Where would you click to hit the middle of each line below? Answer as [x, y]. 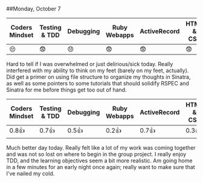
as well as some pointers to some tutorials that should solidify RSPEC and [98, 83]
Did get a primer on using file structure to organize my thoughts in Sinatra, [98, 77]
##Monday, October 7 [34, 9]
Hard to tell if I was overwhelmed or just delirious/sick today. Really [90, 64]
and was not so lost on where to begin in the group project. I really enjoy [96, 154]
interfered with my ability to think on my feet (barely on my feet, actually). [98, 70]
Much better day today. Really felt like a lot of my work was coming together [101, 148]
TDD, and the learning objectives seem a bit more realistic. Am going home [99, 161]
